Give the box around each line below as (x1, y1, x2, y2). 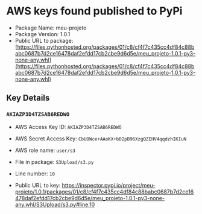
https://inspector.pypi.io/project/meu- (62, 181, 156, 189)
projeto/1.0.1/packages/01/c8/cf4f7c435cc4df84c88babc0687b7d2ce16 (14, 188, 194, 195)
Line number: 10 (14, 170, 55, 177)
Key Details (6, 93, 50, 103)
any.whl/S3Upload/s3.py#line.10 (14, 201, 95, 208)
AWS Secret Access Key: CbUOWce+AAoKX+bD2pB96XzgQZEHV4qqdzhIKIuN (14, 134, 187, 142)
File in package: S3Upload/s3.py (14, 158, 94, 165)
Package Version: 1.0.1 (14, 30, 71, 37)
